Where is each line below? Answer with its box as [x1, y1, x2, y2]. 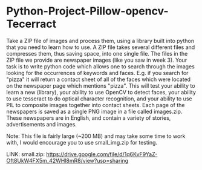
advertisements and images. [6, 120, 77, 128]
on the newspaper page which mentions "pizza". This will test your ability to [6, 82, 195, 89]
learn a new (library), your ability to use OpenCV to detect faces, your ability [6, 88, 197, 96]
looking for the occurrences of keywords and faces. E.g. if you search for [6, 69, 189, 76]
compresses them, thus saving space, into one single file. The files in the [6, 50, 188, 57]
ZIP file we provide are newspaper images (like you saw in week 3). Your [6, 56, 187, 64]
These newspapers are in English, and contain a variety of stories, [6, 114, 171, 122]
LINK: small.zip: [6, 150, 45, 158]
